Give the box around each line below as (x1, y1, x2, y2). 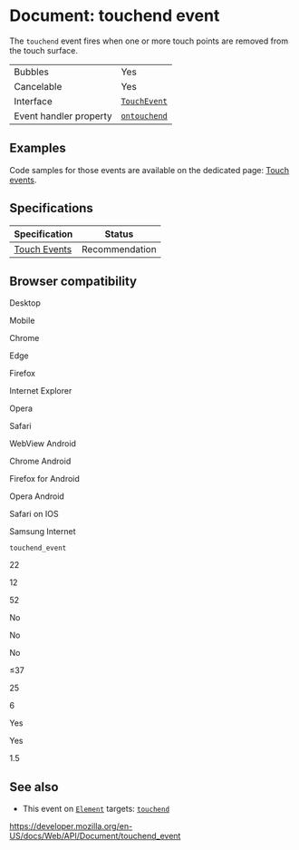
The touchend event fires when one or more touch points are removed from (9, 35, 288, 46)
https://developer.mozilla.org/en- (9, 821, 133, 832)
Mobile (9, 315, 35, 327)
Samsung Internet (9, 526, 76, 537)
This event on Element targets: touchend (22, 804, 170, 815)
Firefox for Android (9, 474, 80, 484)
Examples (9, 141, 66, 156)
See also (9, 779, 59, 795)
